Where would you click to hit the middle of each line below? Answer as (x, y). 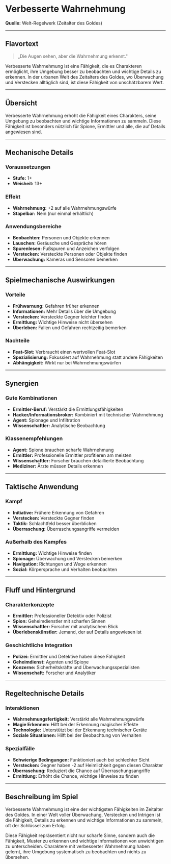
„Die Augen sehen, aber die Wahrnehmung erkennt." (73, 56)
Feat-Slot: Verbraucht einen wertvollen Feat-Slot (64, 352)
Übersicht (21, 103)
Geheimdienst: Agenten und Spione (51, 662)
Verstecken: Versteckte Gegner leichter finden (62, 316)
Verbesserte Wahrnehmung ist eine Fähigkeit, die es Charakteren (74, 66)
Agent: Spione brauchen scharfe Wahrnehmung (63, 450)
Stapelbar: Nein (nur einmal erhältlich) (53, 213)
